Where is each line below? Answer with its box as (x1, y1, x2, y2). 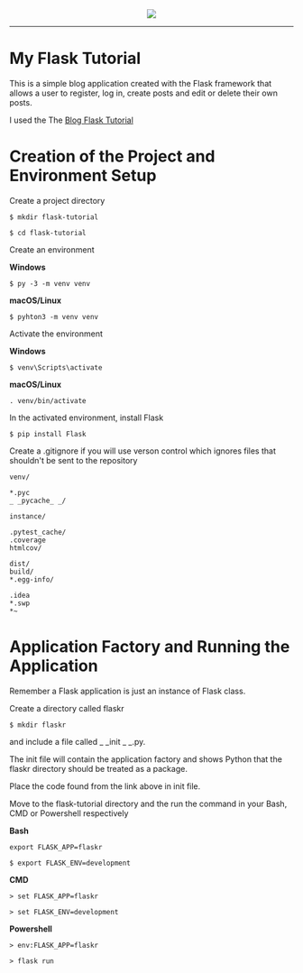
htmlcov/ (9, 543, 42, 553)
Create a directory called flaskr (9, 702, 124, 713)
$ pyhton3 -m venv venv (9, 312, 99, 321)
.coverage (9, 536, 47, 545)
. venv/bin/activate (9, 396, 87, 405)
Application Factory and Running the (9, 637, 290, 657)
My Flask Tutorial (9, 49, 142, 69)
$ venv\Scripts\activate (9, 363, 103, 372)
